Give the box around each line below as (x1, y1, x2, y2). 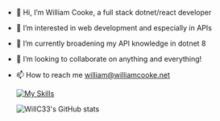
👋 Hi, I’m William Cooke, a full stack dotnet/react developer (15, 8, 212, 17)
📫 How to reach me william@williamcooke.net (15, 71, 171, 79)
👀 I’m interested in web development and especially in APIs (15, 23, 212, 32)
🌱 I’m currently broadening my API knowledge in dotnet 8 (15, 38, 206, 48)
